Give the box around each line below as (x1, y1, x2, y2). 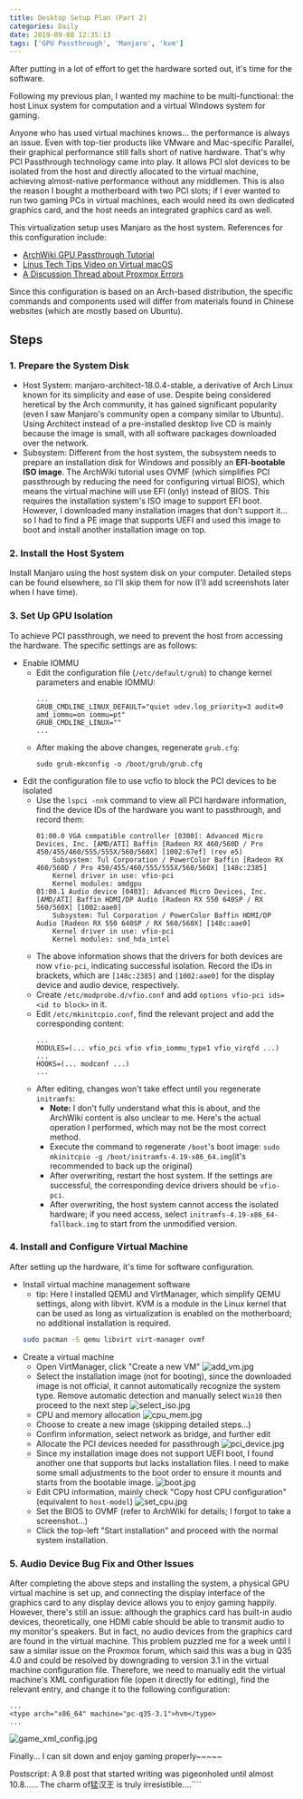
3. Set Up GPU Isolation (9, 610, 113, 622)
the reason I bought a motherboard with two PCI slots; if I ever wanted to (9, 185, 280, 196)
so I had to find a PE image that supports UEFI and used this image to (22, 514, 281, 525)
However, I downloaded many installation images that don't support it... (22, 504, 288, 515)
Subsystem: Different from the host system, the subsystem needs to (22, 446, 277, 458)
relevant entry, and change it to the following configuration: (9, 1684, 231, 1695)
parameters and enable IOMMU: (35, 677, 156, 688)
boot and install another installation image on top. (22, 523, 207, 535)
